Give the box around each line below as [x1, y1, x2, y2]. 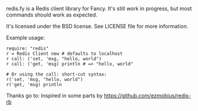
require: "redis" [6, 45, 49, 51]
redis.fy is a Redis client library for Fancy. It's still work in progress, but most [6, 5, 192, 12]
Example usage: [6, 34, 46, 41]
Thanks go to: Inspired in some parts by [6, 92, 103, 99]
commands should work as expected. [6, 11, 98, 18]
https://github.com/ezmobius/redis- [103, 92, 191, 99]
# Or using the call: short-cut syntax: [6, 71, 108, 77]
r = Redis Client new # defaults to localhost [6, 51, 123, 57]
